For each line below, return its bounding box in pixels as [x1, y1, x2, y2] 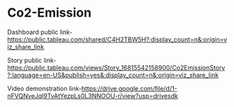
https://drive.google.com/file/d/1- [81, 84, 177, 92]
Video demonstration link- [7, 84, 82, 92]
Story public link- [7, 56, 57, 64]
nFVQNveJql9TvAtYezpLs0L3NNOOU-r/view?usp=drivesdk [7, 92, 178, 100]
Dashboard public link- [7, 28, 73, 36]
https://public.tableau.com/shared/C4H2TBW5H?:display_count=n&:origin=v [7, 35, 228, 43]
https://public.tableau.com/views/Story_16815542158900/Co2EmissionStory [7, 63, 226, 72]
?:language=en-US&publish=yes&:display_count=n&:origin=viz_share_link [7, 71, 219, 79]
